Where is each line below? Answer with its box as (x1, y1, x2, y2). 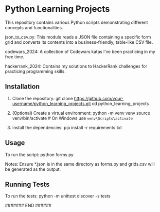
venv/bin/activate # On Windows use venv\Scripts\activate (12, 115, 133, 121)
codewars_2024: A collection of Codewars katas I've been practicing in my (5, 49, 156, 54)
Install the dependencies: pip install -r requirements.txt (12, 124, 122, 130)
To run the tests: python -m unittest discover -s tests (5, 193, 111, 199)
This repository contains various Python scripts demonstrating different (5, 19, 148, 25)
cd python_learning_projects (91, 101, 149, 106)
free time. (5, 53, 24, 59)
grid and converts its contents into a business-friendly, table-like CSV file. (5, 39, 153, 45)
